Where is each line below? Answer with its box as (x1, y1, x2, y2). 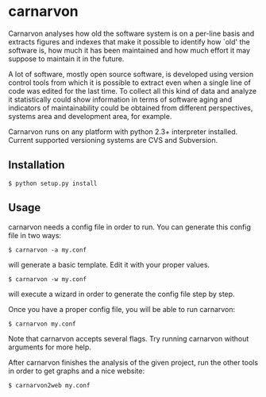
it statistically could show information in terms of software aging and (8, 94, 233, 104)
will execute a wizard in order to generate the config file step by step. (8, 289, 236, 299)
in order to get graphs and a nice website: (8, 366, 145, 376)
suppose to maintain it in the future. (8, 54, 125, 64)
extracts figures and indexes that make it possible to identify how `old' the (8, 37, 250, 46)
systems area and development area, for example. (8, 111, 172, 121)
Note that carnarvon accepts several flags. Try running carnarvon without (8, 333, 249, 343)
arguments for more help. (8, 342, 91, 352)
